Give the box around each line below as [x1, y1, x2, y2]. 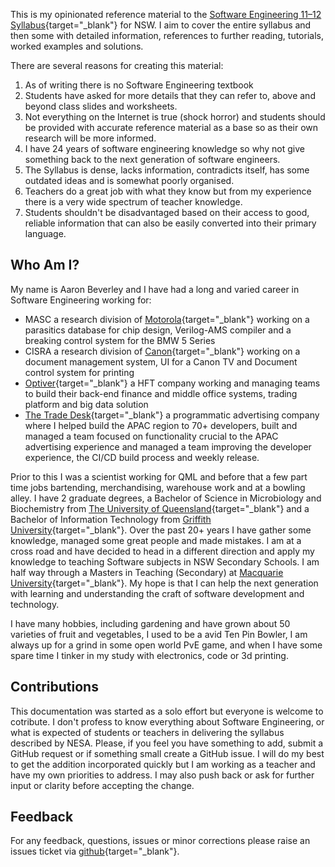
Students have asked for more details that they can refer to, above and [24, 90, 316, 101]
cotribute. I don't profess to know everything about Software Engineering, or [10, 715, 325, 728]
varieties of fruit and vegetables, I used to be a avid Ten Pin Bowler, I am [10, 628, 308, 640]
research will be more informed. [24, 132, 157, 144]
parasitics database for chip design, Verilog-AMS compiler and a [24, 324, 292, 336]
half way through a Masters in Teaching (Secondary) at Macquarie [10, 566, 284, 578]
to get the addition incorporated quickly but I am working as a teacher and [10, 758, 316, 770]
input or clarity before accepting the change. [10, 779, 195, 791]
